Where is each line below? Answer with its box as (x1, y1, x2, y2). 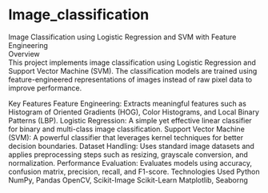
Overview (8, 49, 40, 58)
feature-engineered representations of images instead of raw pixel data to (8, 74, 253, 84)
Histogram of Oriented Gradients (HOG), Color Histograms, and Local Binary (8, 107, 260, 117)
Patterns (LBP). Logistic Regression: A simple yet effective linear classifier (8, 115, 252, 125)
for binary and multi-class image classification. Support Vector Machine (8, 124, 246, 134)
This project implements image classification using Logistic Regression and (8, 58, 256, 67)
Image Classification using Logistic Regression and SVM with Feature (8, 32, 237, 42)
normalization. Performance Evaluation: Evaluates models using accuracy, (8, 158, 252, 167)
